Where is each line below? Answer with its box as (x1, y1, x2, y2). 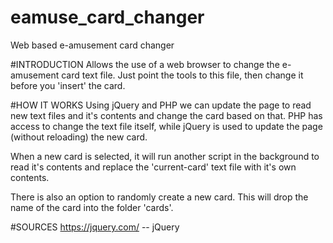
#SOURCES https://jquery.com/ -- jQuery (10, 221, 180, 233)
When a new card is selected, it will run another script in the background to (10, 150, 320, 162)
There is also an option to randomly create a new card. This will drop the (10, 191, 309, 203)
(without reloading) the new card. (10, 131, 148, 143)
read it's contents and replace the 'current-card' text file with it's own (10, 161, 297, 173)
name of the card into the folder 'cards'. (10, 201, 174, 213)
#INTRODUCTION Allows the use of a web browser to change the (10, 58, 280, 70)
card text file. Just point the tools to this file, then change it (61, 69, 304, 81)
